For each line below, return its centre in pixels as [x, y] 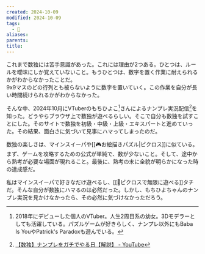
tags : [13, 23]
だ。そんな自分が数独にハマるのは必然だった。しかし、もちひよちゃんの [97, 190]
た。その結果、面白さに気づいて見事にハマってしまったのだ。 [83, 131]
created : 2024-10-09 [33, 12]
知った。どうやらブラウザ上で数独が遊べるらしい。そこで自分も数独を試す [100, 116]
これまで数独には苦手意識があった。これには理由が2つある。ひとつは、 [96, 64]
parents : [17, 40]
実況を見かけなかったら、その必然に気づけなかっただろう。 [92, 197]
